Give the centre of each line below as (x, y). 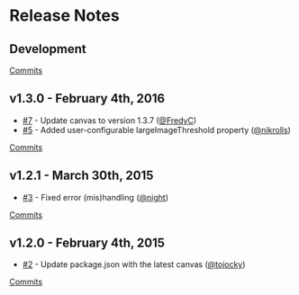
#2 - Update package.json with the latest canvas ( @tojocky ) (134, 264)
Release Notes (64, 16)
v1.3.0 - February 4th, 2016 (87, 98)
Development (48, 49)
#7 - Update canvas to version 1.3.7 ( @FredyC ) (109, 120)
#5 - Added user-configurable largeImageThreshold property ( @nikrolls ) (156, 130)
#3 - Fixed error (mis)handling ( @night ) (95, 197)
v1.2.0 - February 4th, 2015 (87, 243)
